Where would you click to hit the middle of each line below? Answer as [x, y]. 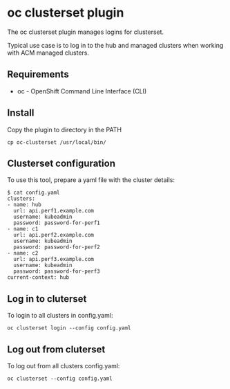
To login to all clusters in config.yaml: [60, 316]
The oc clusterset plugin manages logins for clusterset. [86, 32]
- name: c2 [23, 253]
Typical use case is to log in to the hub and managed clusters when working [115, 45]
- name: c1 [23, 229]
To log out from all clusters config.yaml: [64, 366]
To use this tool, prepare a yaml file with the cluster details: [91, 180]
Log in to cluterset [47, 299]
